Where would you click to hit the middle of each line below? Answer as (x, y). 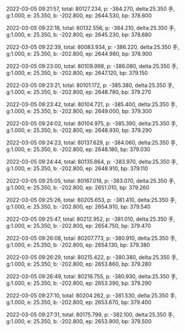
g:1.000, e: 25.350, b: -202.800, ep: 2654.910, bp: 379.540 (78, 207)
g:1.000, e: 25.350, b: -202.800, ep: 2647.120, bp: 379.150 (77, 73)
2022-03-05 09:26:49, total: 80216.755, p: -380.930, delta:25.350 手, (92, 276)
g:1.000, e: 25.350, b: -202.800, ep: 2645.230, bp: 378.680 (79, 34)
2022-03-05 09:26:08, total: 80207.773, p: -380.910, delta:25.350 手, (92, 238)
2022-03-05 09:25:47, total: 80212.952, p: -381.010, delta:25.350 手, (91, 219)
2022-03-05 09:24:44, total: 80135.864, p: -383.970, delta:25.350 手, (92, 162)
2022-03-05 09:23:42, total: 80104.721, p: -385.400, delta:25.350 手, (92, 104)
